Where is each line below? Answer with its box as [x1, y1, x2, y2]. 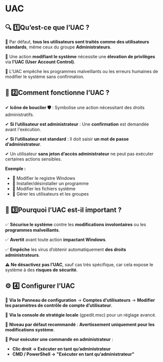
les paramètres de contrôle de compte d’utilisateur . [5, 302, 113, 309]
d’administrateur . [5, 141, 41, 147]
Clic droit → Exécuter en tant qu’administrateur [12, 346, 111, 352]
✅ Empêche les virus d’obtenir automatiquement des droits [5, 246, 126, 252]
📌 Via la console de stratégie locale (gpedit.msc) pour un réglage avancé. [5, 312, 157, 318]
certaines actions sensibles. [5, 156, 62, 162]
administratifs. [5, 112, 35, 118]
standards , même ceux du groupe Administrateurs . [5, 44, 112, 50]
